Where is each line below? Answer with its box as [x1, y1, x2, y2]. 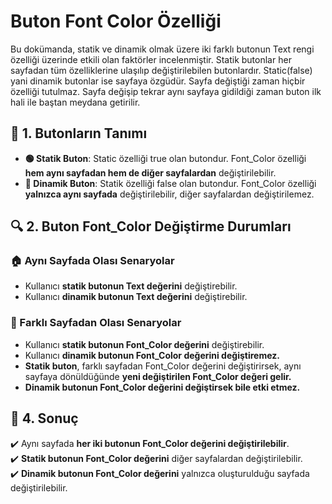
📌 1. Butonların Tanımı [10, 125, 148, 142]
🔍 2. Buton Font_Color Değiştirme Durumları [10, 218, 292, 235]
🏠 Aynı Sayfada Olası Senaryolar [10, 254, 175, 268]
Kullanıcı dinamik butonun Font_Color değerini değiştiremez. [24, 349, 280, 361]
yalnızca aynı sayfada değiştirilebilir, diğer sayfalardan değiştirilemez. [24, 188, 315, 200]
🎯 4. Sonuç [10, 410, 79, 427]
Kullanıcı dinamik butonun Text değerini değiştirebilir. [24, 291, 248, 303]
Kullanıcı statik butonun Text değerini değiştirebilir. [24, 280, 238, 292]
